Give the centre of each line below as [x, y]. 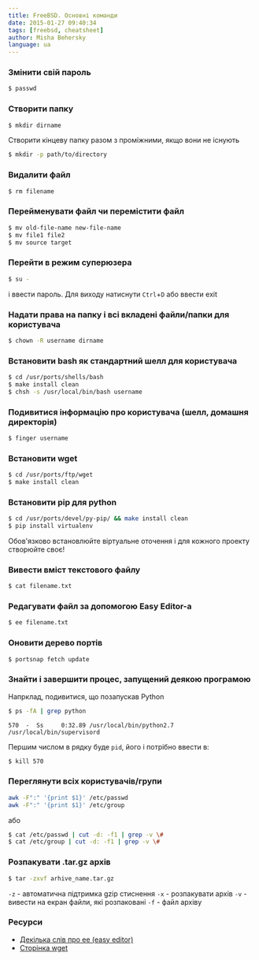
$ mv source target [40, 242]
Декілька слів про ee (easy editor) [76, 940]
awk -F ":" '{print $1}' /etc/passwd [68, 798]
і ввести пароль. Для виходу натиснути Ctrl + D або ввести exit [113, 294]
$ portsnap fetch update [49, 659]
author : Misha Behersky [47, 37]
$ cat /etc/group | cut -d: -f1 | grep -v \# [84, 842]
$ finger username [38, 438]
